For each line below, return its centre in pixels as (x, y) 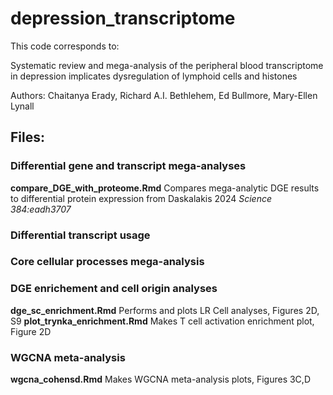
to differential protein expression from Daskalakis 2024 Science (141, 198)
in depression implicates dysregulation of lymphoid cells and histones (154, 76)
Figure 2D (31, 331)
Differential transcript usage (80, 235)
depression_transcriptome (123, 18)
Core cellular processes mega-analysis (107, 262)
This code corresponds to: (65, 46)
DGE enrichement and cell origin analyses (114, 289)
